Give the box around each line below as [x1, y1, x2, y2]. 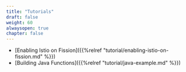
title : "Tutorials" [6, 8, 54, 15]
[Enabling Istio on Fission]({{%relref [14, 47, 102, 54]
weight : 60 [6, 19, 33, 25]
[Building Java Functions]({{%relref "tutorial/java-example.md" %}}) [14, 60, 181, 67]
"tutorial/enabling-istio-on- [103, 47, 169, 54]
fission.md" [14, 53, 43, 60]
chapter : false [6, 31, 44, 37]
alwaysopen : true [6, 25, 49, 31]
